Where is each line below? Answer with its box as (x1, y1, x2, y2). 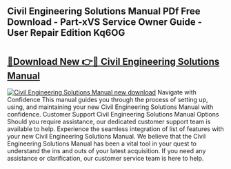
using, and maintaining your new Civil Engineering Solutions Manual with (7, 103, 214, 111)
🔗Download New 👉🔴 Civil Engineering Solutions (7, 55, 220, 68)
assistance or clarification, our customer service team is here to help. (7, 155, 204, 162)
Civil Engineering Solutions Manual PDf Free (7, 6, 201, 17)
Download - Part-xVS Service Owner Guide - (7, 17, 202, 28)
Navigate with (157, 88, 197, 96)
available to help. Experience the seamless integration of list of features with (7, 125, 224, 133)
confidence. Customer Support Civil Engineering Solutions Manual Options (7, 110, 219, 118)
